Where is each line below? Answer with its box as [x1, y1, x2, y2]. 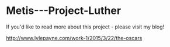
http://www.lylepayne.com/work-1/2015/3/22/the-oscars [6, 34, 143, 41]
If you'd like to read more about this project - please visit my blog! [6, 23, 165, 30]
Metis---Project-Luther [6, 4, 122, 17]
